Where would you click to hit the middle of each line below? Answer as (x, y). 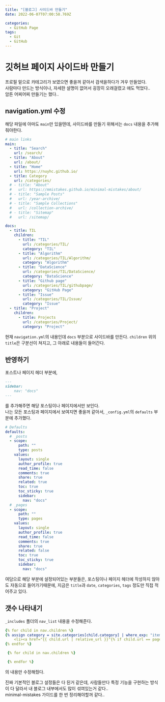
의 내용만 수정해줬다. (25, 671)
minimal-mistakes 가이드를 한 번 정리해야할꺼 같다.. (55, 695)
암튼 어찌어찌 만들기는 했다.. (32, 94)
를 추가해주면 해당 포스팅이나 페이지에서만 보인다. (52, 405)
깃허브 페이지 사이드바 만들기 (60, 67)
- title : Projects (37, 317)
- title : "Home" (26, 167)
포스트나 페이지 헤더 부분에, (31, 372)
